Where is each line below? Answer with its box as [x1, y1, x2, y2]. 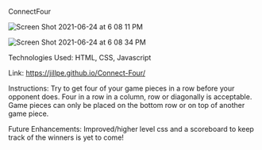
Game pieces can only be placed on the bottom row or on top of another [8, 101, 245, 110]
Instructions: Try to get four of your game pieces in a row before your [8, 83, 235, 93]
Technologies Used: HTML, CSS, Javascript [8, 53, 152, 62]
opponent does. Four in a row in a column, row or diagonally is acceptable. [8, 92, 252, 102]
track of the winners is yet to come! [8, 133, 125, 142]
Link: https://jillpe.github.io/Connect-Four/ [8, 68, 145, 78]
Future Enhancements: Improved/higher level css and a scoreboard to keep [8, 125, 254, 133]
